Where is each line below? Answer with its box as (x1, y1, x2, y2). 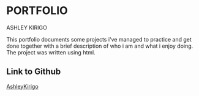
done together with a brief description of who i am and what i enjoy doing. (6, 42, 193, 50)
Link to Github (6, 67, 61, 77)
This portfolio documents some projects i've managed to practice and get (6, 35, 192, 43)
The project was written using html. (6, 48, 96, 56)
